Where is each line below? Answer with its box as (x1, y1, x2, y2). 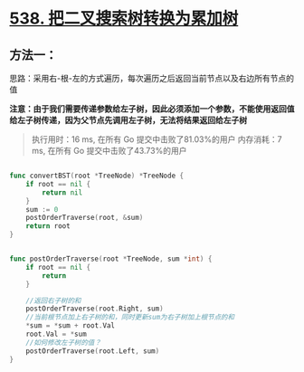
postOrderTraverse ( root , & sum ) (25, 214, 144, 223)
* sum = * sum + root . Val (25, 321, 116, 330)
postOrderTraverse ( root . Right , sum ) (25, 304, 165, 313)
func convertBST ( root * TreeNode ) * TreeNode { (9, 171, 184, 180)
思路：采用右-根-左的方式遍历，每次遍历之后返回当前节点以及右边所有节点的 (9, 73, 294, 83)
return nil (42, 187, 83, 197)
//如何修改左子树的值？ (25, 338, 101, 347)
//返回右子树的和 (25, 296, 81, 305)
